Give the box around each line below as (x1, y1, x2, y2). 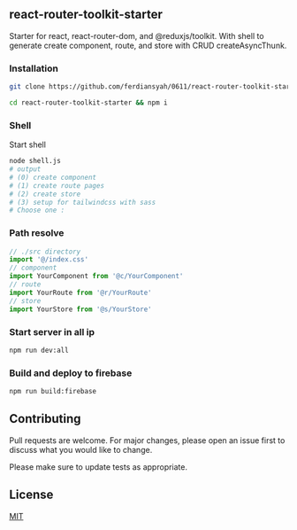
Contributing (9, 411, 81, 426)
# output (9, 165, 42, 174)
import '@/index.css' (9, 255, 89, 264)
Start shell (9, 139, 47, 150)
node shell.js (9, 157, 62, 166)
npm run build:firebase (9, 387, 97, 396)
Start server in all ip (9, 325, 95, 338)
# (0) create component (9, 173, 97, 182)
